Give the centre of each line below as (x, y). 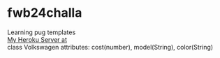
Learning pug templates (42, 32)
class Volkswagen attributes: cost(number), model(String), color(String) (110, 47)
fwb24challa (45, 13)
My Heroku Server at (37, 39)
